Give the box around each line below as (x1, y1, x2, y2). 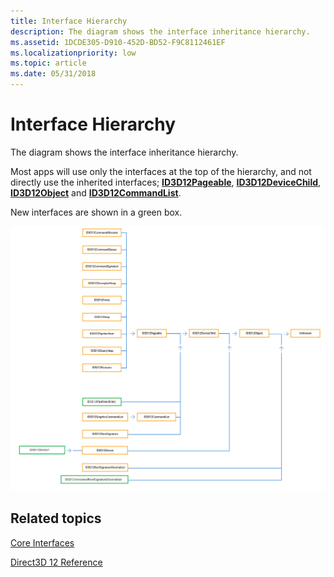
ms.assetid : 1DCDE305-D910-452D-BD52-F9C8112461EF (10, 37, 226, 47)
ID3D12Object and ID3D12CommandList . (10, 186, 182, 199)
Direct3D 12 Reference (10, 556, 103, 568)
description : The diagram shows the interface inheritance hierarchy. (10, 26, 311, 37)
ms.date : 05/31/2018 (10, 69, 97, 79)
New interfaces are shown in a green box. (10, 206, 183, 218)
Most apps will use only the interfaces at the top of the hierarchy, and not (10, 165, 312, 177)
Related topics (10, 510, 102, 527)
